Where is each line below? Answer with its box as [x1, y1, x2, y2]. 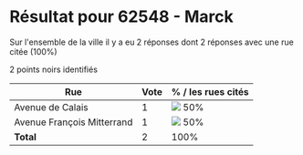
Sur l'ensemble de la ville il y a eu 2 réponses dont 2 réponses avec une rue [9, 36, 294, 47]
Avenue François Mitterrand [14, 116, 133, 129]
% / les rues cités [171, 85, 249, 98]
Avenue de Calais [14, 100, 89, 113]
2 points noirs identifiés [9, 64, 99, 75]
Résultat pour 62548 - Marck [9, 6, 235, 27]
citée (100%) [9, 46, 57, 57]
